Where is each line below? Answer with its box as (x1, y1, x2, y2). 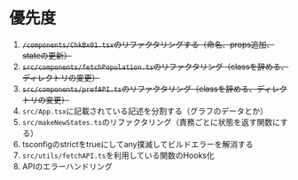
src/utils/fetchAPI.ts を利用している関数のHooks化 (21, 150, 215, 160)
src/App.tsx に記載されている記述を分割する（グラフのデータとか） (21, 106, 269, 116)
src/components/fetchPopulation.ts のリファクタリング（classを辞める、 (21, 61, 289, 72)
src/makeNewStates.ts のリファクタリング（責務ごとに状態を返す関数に (21, 116, 281, 127)
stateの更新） (21, 50, 73, 60)
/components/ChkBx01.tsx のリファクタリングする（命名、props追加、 (21, 39, 275, 50)
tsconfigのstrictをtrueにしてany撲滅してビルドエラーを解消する (21, 138, 255, 149)
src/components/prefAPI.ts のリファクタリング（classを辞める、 (21, 83, 257, 94)
